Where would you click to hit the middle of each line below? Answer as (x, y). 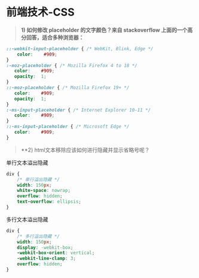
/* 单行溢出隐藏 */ (38, 179)
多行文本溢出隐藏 (27, 219)
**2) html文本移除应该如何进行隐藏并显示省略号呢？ (85, 149)
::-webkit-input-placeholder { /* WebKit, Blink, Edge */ (80, 48)
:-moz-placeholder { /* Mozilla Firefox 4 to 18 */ (72, 65)
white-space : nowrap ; (44, 191)
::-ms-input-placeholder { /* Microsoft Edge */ (68, 127)
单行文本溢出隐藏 (27, 163)
